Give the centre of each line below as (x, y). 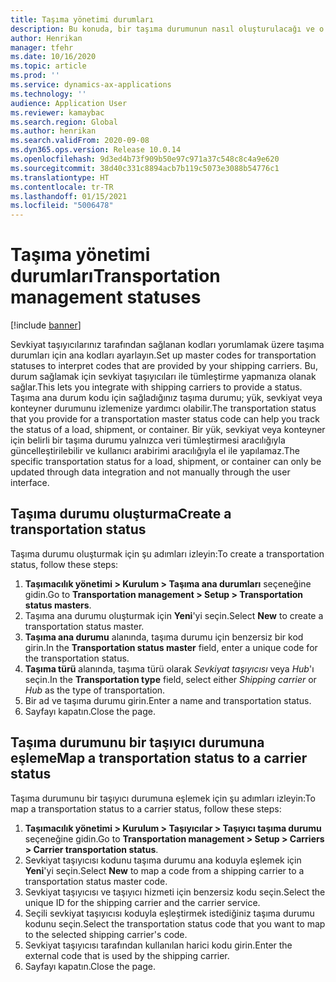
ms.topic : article (48, 66)
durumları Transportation (115, 276)
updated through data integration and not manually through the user (150, 472)
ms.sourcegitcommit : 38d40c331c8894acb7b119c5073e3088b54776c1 (145, 168)
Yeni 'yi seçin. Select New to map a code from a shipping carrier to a (164, 870)
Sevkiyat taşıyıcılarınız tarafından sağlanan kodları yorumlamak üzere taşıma (167, 345)
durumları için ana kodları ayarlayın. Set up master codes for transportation (163, 355)
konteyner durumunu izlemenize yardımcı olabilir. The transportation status (163, 408)
